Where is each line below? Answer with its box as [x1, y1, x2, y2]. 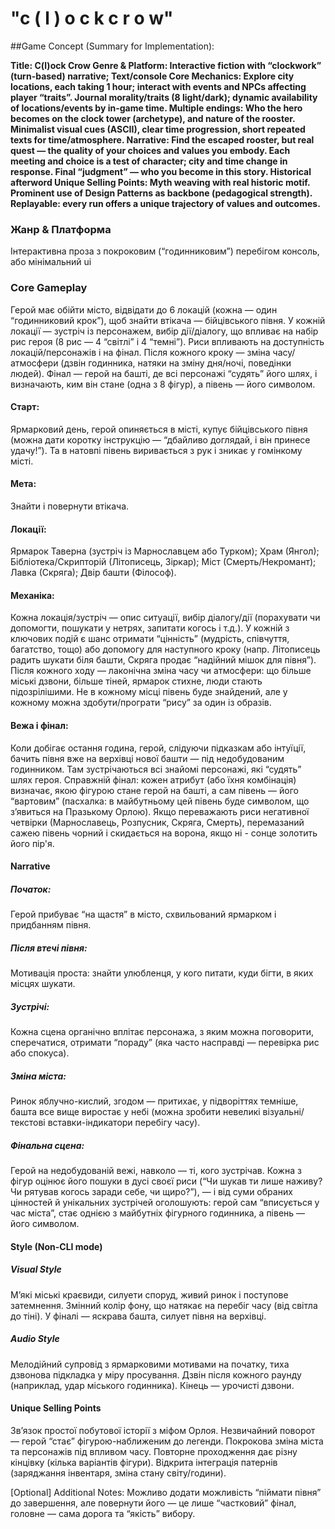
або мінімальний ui [10, 256, 92, 268]
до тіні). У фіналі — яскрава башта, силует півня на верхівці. [10, 1310, 267, 1322]
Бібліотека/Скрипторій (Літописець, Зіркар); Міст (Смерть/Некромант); [10, 556, 317, 568]
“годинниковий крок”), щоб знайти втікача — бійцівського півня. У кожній [10, 314, 326, 326]
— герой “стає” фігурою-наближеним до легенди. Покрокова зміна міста [10, 1435, 324, 1447]
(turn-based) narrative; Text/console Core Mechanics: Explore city [10, 70, 295, 82]
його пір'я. [10, 837, 55, 849]
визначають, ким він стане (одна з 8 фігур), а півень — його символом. [10, 378, 316, 390]
